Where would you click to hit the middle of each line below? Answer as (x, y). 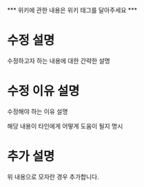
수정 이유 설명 (43, 91)
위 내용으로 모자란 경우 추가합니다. (53, 177)
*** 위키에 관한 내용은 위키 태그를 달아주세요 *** (72, 10)
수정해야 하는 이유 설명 (38, 111)
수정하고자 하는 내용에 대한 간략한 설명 (59, 60)
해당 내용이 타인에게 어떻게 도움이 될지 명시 (65, 126)
